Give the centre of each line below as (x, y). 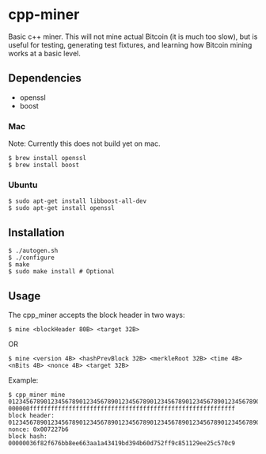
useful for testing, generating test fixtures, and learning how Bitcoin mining (130, 44)
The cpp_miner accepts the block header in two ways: (97, 315)
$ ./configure (32, 258)
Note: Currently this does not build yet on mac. (84, 143)
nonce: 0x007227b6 (38, 429)
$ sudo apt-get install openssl (61, 208)
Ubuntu (23, 185)
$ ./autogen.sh (33, 251)
